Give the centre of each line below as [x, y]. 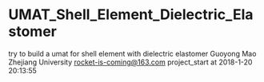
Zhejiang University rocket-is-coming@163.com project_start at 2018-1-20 [130, 62]
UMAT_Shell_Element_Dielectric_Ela [131, 15]
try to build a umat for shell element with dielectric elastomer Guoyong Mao [132, 53]
